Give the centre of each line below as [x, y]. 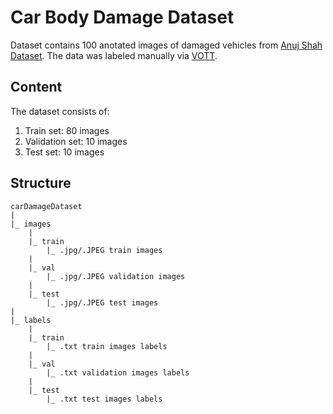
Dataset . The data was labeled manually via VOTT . [114, 55]
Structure [41, 183]
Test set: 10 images [64, 152]
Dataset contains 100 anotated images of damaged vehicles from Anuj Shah [166, 45]
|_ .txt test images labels [104, 399]
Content [36, 87]
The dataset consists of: [60, 111]
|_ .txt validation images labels [118, 372]
